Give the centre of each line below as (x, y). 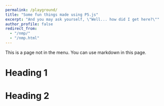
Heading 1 (27, 73)
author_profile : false (29, 24)
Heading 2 (27, 96)
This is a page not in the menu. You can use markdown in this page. (76, 52)
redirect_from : (21, 29)
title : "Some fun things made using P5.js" (52, 15)
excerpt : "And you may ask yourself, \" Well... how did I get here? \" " (82, 19)
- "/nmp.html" (25, 38)
